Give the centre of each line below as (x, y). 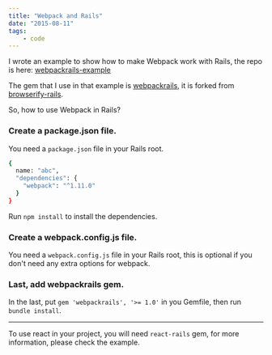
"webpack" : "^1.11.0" (59, 186)
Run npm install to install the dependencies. (83, 216)
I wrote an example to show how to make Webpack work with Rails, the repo (136, 61)
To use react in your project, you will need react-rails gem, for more (124, 334)
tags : (17, 31)
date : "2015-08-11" (41, 23)
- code (34, 38)
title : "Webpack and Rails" (56, 16)
